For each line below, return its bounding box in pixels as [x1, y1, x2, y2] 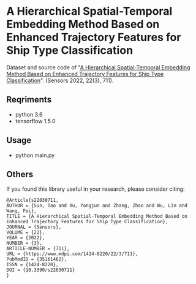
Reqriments [6, 94, 52, 105]
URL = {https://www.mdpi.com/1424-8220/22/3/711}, [6, 251, 138, 257]
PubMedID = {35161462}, [6, 256, 67, 263]
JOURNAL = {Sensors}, [6, 224, 62, 231]
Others [6, 169, 34, 179]
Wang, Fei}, [6, 208, 37, 214]
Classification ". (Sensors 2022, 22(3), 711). [6, 77, 114, 84]
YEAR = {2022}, [6, 235, 45, 241]
